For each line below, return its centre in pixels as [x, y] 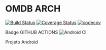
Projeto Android [22, 42]
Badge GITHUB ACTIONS [32, 32]
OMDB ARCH [33, 9]
